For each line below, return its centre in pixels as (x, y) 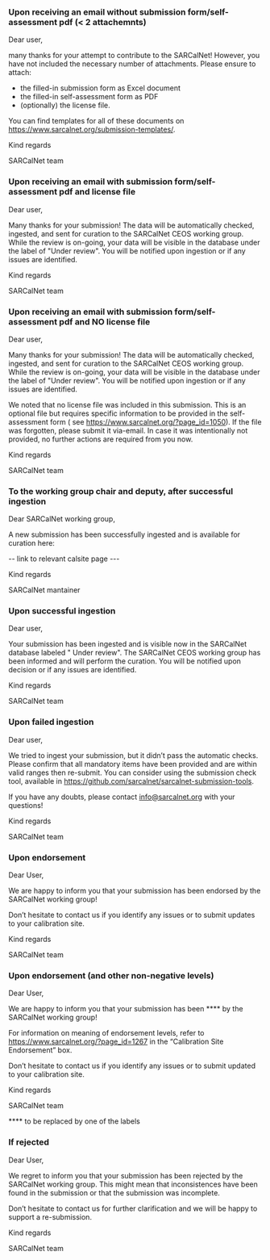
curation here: (31, 543)
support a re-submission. (50, 1216)
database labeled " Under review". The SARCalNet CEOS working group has (135, 653)
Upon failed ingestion (51, 722)
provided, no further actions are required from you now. (101, 439)
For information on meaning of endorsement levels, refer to (106, 1033)
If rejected (29, 1142)
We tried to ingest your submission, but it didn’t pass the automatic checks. (133, 755)
